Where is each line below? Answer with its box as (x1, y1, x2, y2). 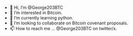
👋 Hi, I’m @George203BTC (9, 5, 64, 10)
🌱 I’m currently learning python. (9, 15, 73, 20)
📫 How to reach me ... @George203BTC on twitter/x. (9, 26, 117, 31)
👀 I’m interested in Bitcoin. (9, 10, 63, 16)
